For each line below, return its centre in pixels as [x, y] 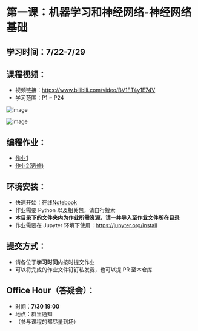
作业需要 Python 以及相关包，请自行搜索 [65, 210]
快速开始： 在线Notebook [46, 203]
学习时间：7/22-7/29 [46, 52]
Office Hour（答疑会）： [51, 291]
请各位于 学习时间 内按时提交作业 [55, 262]
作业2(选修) [29, 166]
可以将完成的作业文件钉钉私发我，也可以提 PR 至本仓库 [84, 269]
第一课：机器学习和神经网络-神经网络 [99, 12]
